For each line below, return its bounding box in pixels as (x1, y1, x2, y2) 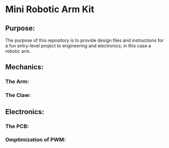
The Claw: (5, 92, 32, 99)
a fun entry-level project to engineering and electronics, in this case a (5, 43, 151, 49)
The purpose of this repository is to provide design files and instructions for (5, 37, 164, 43)
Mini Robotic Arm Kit (5, 4, 95, 15)
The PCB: (5, 123, 29, 130)
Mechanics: (5, 63, 44, 72)
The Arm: (5, 78, 30, 85)
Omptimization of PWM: (5, 136, 66, 143)
